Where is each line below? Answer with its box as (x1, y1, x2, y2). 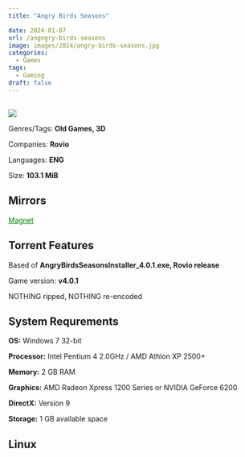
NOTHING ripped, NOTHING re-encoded (8, 291, 143, 301)
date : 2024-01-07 (8, 26, 67, 35)
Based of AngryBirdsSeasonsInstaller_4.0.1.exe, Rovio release (8, 260, 220, 270)
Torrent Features (8, 239, 94, 252)
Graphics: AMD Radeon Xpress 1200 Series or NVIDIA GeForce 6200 (8, 383, 238, 393)
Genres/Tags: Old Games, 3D (8, 124, 106, 134)
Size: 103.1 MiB (8, 171, 59, 181)
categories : (8, 49, 48, 57)
